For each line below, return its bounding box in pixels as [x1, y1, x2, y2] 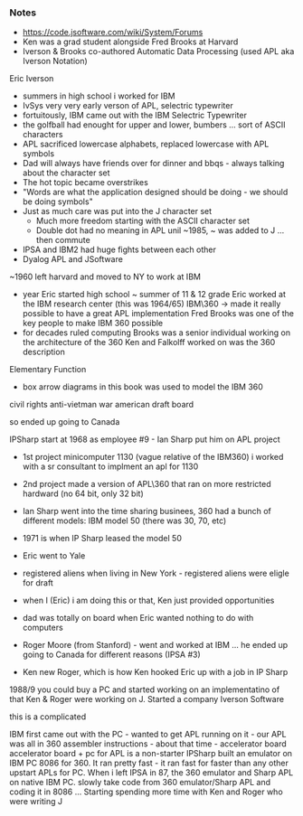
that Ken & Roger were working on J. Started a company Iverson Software [9, 694, 285, 705]
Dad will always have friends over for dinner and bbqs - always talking [22, 158, 285, 169]
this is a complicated [9, 711, 87, 722]
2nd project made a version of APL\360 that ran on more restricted [22, 479, 271, 490]
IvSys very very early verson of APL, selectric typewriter [22, 100, 233, 111]
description [22, 346, 65, 358]
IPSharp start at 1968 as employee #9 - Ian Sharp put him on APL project [9, 434, 280, 445]
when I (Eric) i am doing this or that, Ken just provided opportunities [22, 595, 275, 606]
